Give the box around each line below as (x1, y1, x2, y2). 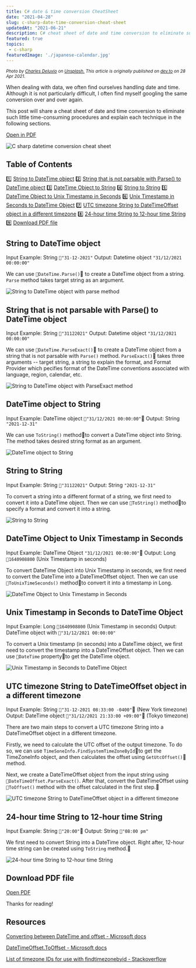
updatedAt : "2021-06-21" (6, 25, 66, 31)
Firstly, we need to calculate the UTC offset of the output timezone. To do (6, 741, 183, 748)
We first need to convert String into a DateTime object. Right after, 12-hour (6, 839, 184, 846)
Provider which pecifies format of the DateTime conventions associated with (6, 365, 190, 372)
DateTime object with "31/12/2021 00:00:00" (6, 629, 116, 636)
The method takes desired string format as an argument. (6, 437, 142, 444)
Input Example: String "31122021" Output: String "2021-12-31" (6, 481, 156, 488)
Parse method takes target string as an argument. (6, 276, 124, 284)
